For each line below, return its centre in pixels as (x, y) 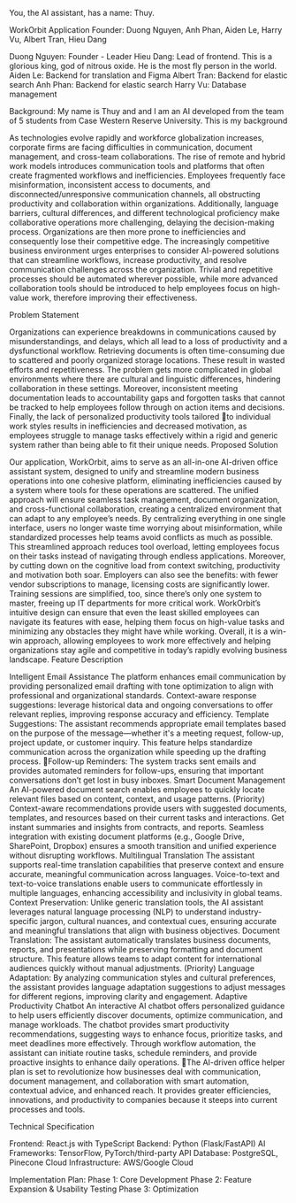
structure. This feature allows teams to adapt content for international (136, 959)
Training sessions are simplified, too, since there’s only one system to (136, 594)
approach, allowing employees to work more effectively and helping (148, 640)
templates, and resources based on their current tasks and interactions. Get (147, 817)
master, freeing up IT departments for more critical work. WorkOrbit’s (135, 603)
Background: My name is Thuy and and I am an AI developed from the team (147, 111)
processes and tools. (47, 1109)
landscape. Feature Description (66, 659)
